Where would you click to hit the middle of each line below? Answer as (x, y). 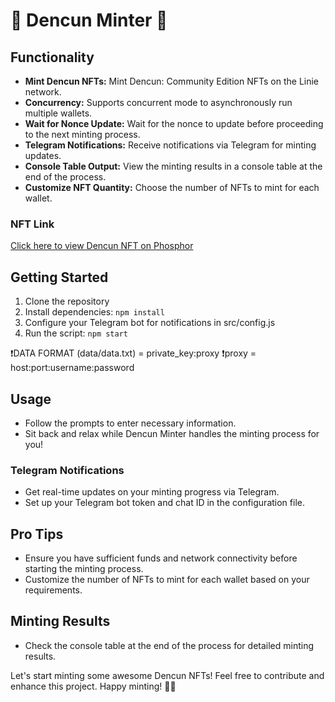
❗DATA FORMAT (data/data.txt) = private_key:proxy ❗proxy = (133, 353)
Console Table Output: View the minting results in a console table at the (173, 166)
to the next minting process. (82, 134)
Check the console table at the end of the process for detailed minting (169, 645)
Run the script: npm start (76, 333)
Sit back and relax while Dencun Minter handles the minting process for (172, 433)
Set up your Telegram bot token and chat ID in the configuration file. (164, 503)
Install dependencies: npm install (94, 312)
